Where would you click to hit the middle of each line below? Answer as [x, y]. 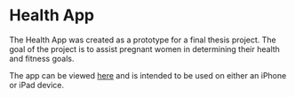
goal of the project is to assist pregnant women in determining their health [144, 48]
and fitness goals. [42, 58]
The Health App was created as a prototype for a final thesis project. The [143, 40]
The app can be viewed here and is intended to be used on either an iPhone [148, 75]
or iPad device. [37, 85]
